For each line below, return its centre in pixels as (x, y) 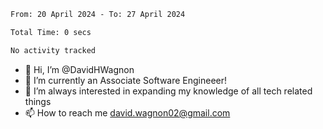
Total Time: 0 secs (51, 32)
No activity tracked (53, 50)
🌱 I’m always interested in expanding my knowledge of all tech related (168, 91)
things (38, 101)
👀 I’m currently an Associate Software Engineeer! (126, 80)
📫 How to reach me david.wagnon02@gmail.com (127, 112)
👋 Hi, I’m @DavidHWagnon (79, 69)
